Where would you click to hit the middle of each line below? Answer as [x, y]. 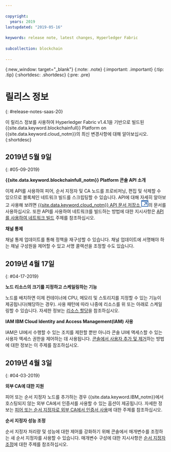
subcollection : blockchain [34, 49]
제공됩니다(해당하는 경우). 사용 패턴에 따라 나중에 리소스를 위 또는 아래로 [77, 304]
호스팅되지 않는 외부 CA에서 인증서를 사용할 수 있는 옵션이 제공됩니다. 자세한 [81, 403]
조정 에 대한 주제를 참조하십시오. [37, 444]
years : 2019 [23, 21]
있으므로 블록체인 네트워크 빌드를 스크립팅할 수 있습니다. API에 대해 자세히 [79, 198]
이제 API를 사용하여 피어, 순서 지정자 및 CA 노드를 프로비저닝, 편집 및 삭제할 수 [83, 191]
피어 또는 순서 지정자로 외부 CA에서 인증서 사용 [61, 410]
